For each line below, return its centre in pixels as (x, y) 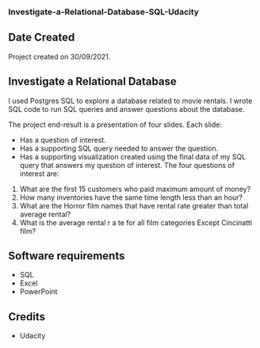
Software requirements (67, 256)
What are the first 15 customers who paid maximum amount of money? (135, 189)
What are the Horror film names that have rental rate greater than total (134, 205)
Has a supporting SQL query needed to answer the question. (119, 148)
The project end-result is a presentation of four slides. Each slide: (115, 124)
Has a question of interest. (63, 140)
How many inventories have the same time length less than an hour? (131, 197)
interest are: (39, 174)
